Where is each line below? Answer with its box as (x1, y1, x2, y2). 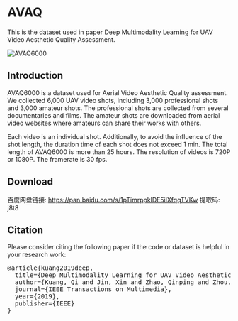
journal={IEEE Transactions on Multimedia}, (14, 285, 172, 293)
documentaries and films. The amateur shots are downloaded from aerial (7, 111, 220, 119)
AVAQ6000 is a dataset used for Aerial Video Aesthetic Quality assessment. (7, 88, 228, 97)
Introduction (7, 70, 64, 82)
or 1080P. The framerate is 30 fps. (7, 155, 108, 163)
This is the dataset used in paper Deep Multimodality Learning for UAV (7, 28, 214, 36)
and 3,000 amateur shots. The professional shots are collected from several (7, 104, 229, 112)
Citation (7, 224, 44, 236)
